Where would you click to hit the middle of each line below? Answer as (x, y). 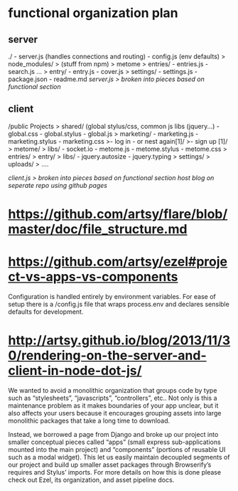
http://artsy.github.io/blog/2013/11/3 (119, 340)
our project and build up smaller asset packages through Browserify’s (110, 465)
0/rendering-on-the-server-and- (107, 355)
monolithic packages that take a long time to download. (89, 421)
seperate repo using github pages (58, 185)
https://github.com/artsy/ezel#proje (118, 262)
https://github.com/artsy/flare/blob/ (118, 214)
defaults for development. (46, 312)
